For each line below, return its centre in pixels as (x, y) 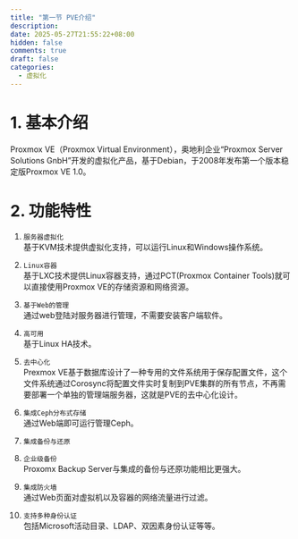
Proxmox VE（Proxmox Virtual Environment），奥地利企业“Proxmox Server (147, 149)
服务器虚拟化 (43, 237)
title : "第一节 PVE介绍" (53, 17)
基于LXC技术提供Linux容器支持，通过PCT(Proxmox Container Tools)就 (153, 275)
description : (34, 26)
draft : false (34, 59)
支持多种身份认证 (50, 516)
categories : (32, 68)
